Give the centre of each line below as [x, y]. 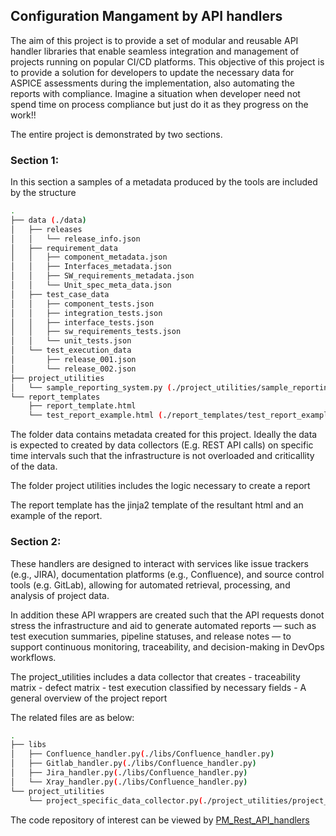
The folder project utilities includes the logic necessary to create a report [160, 486]
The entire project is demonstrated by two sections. [116, 134]
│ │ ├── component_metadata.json [89, 257]
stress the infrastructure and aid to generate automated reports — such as [163, 625]
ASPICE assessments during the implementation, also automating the [152, 83]
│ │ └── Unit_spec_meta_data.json [91, 285]
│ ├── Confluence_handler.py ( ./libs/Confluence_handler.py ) [142, 754]
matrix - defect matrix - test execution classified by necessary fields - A [158, 687]
